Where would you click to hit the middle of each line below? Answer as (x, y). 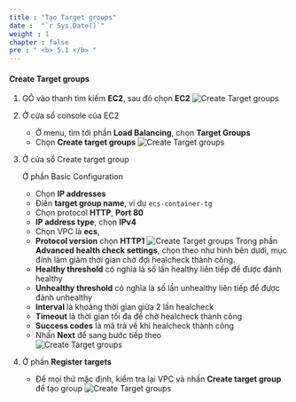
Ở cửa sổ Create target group (76, 160)
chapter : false (39, 42)
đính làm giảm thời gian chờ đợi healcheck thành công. (135, 260)
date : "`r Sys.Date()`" (57, 26)
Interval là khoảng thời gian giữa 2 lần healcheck (125, 307)
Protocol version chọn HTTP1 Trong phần (156, 241)
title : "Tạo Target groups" (63, 17)
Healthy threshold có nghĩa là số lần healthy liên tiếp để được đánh (158, 269)
